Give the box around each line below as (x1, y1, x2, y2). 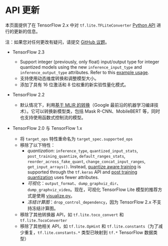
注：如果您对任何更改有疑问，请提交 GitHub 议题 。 (5, 39, 110, 45)
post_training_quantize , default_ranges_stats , (27, 153, 126, 159)
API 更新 (5, 5, 40, 16)
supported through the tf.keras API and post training (27, 169, 137, 175)
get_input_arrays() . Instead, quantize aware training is (27, 163, 141, 169)
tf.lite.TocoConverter (19, 218, 67, 223)
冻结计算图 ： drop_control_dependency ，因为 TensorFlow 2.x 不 (27, 199, 157, 205)
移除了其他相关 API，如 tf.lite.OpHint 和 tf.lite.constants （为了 (19, 223, 158, 229)
